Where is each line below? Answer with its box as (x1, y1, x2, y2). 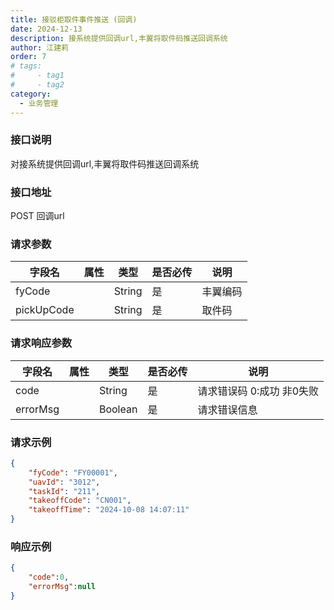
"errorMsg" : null (28, 582, 97, 592)
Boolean (98, 402, 138, 416)
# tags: (10, 61, 43, 71)
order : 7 (10, 52, 47, 62)
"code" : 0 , (28, 572, 70, 583)
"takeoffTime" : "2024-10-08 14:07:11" (28, 505, 190, 515)
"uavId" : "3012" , (28, 477, 101, 487)
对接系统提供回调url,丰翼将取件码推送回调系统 (10, 157, 200, 170)
